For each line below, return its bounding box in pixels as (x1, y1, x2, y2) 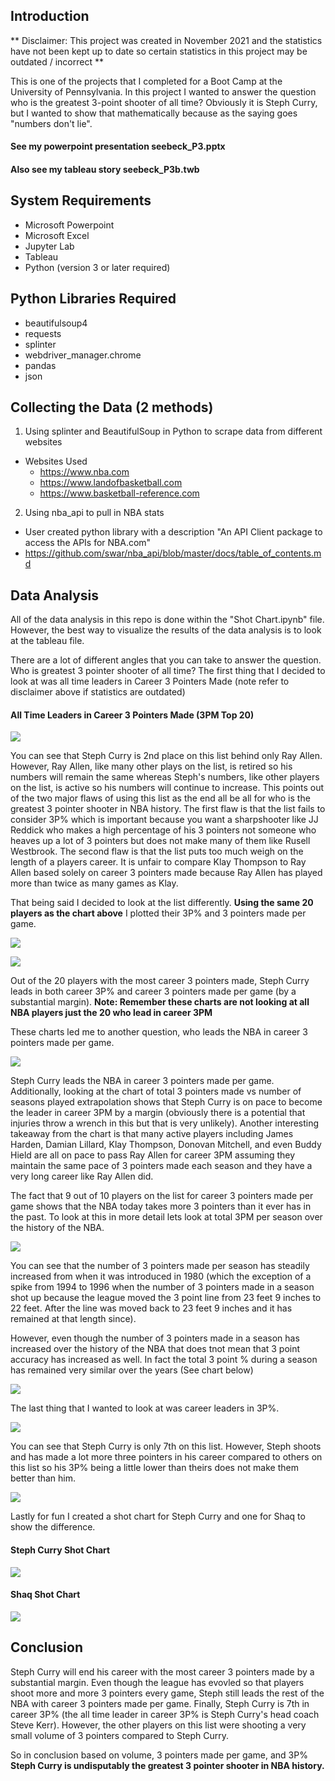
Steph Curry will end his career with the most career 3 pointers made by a (10, 1665, 315, 1678)
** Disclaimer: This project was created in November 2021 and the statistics (10, 34, 323, 46)
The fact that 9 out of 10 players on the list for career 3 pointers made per (10, 1190, 314, 1202)
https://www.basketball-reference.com (39, 487, 200, 499)
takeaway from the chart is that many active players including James (10, 1128, 294, 1140)
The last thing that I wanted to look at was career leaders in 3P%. (10, 1402, 280, 1414)
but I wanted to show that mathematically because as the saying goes (10, 107, 298, 119)
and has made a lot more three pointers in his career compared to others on (10, 1451, 323, 1463)
